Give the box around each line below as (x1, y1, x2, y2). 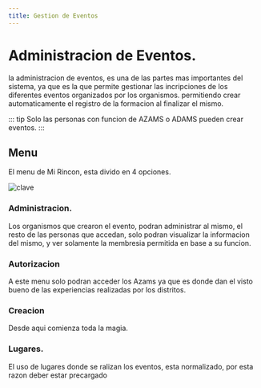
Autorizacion (8, 258, 60, 269)
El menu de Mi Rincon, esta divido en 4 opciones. (8, 167, 171, 177)
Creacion (8, 304, 46, 316)
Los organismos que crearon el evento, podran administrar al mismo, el (8, 221, 243, 231)
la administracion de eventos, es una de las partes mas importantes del (8, 73, 243, 83)
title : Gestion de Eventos (8, 11, 98, 20)
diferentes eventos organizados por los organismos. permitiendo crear (8, 90, 241, 100)
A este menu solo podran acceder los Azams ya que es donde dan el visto (8, 276, 254, 286)
